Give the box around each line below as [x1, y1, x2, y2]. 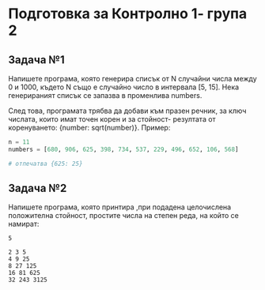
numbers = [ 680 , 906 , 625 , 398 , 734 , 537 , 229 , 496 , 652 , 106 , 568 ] [8, 145, 239, 153]
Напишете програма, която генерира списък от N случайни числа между [8, 74, 257, 83]
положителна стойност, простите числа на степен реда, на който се [8, 211, 239, 220]
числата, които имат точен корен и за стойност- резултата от [8, 115, 216, 123]
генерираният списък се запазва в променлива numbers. [8, 91, 203, 100]
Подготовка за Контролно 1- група [8, 5, 248, 23]
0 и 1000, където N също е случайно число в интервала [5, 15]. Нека [8, 82, 240, 92]
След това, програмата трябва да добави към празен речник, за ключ [8, 106, 247, 115]
